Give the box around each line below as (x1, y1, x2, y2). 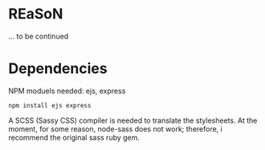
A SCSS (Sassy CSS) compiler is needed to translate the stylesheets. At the (8, 116, 258, 125)
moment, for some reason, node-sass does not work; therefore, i (8, 124, 222, 133)
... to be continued (8, 31, 69, 41)
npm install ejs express (8, 101, 92, 109)
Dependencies (8, 59, 108, 78)
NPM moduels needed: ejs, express (8, 86, 126, 95)
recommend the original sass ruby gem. (8, 132, 141, 142)
